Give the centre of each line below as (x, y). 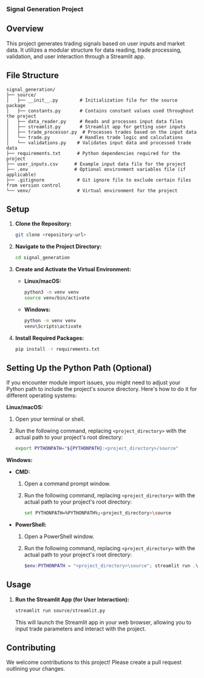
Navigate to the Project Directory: (58, 247)
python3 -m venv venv (51, 292)
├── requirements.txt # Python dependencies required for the (93, 153)
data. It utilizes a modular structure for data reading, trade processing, (94, 50)
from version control (34, 185)
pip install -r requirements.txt (57, 349)
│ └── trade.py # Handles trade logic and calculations (95, 137)
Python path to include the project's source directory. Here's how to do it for (102, 389)
